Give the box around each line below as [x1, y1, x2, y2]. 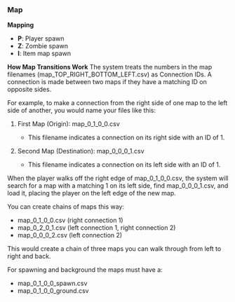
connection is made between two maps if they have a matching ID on [7, 78, 207, 86]
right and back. [7, 252, 51, 261]
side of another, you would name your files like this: [7, 107, 156, 115]
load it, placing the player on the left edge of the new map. [7, 189, 177, 198]
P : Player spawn [17, 34, 65, 43]
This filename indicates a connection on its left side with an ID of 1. [27, 160, 221, 169]
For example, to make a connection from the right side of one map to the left [7, 99, 228, 107]
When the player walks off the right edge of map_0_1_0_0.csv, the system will [7, 174, 229, 183]
